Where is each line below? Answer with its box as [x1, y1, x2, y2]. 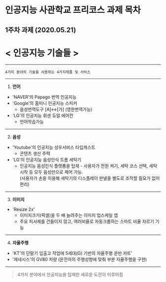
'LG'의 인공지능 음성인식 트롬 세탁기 [12, 157, 82, 162]
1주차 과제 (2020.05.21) [5, 26, 77, 34]
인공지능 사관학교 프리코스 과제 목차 [5, 4, 141, 16]
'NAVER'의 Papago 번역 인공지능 [12, 94, 77, 100]
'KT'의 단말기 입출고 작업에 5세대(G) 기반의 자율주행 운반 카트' [12, 250, 132, 256]
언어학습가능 [19, 119, 44, 124]
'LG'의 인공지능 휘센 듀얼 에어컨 [12, 112, 74, 119]
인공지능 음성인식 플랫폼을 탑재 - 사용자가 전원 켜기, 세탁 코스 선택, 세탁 [19, 162, 157, 168]
